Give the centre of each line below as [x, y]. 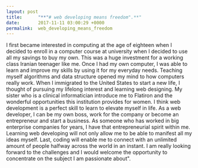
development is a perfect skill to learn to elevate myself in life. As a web [94, 108]
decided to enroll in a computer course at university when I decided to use [97, 52]
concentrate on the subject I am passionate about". [68, 159]
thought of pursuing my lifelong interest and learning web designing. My [94, 89]
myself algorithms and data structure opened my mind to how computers [95, 77]
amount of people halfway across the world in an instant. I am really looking [98, 146]
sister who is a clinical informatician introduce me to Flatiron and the [90, 96]
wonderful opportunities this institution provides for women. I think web [93, 102]
